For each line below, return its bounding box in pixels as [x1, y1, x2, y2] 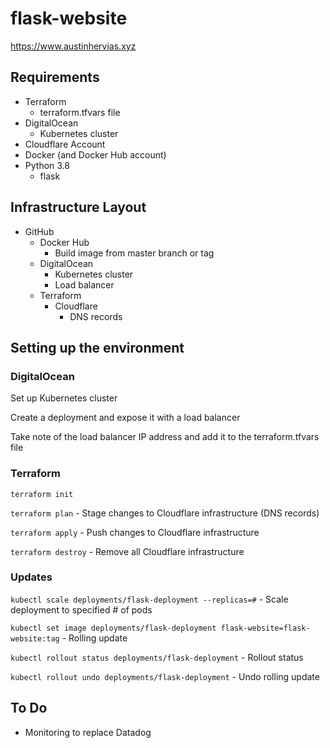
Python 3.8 [24, 159, 70, 171]
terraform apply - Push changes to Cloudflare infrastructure [10, 526, 260, 538]
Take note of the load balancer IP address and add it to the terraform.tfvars [10, 431, 320, 443]
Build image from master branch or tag [54, 247, 215, 259]
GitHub [24, 225, 55, 237]
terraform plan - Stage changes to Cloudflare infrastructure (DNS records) [10, 507, 320, 519]
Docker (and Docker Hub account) [24, 148, 167, 161]
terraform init [10, 489, 74, 499]
